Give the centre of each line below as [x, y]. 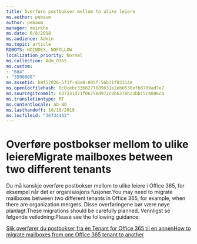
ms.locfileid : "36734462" [38, 115]
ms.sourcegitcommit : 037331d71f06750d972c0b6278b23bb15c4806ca [85, 93]
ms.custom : [19, 66]
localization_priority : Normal [44, 55]
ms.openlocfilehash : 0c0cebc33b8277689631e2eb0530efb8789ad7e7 [85, 88]
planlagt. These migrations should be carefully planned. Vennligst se [88, 211]
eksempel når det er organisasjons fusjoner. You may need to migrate [89, 192]
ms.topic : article [29, 45]
